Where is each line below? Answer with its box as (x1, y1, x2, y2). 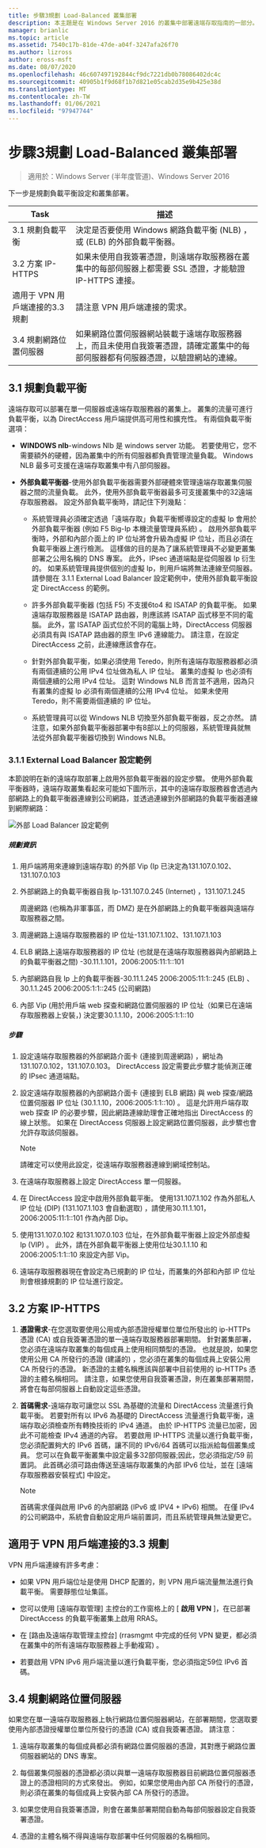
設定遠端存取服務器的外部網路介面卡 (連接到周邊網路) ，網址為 (19, 1051, 223, 1061)
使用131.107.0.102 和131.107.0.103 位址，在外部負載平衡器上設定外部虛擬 (19, 1230, 251, 1239)
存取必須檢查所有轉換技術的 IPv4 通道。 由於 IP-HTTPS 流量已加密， (26, 1420, 251, 1430)
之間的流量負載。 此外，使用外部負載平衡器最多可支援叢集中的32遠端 (26, 487, 253, 496)
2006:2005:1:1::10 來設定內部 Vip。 (19, 1249, 134, 1259)
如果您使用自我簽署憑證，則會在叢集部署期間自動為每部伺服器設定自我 (19, 1804, 249, 1814)
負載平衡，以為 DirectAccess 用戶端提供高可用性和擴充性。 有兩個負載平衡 (8, 413, 252, 424)
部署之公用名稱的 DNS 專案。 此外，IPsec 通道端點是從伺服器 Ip (31, 553, 240, 563)
